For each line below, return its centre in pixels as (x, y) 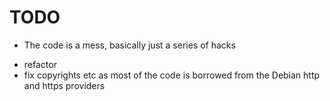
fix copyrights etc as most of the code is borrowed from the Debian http (172, 75)
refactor (40, 64)
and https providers (64, 85)
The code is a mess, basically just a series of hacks (129, 45)
